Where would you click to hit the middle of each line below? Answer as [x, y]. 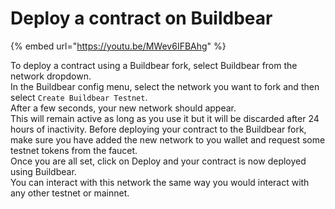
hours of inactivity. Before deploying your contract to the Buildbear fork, [158, 129]
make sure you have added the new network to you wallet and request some [168, 139]
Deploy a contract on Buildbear [141, 18]
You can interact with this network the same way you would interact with [160, 182]
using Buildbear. [43, 171]
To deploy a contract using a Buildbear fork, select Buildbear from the [154, 65]
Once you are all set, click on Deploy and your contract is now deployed [158, 161]
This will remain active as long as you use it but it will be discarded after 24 [165, 118]
